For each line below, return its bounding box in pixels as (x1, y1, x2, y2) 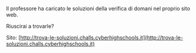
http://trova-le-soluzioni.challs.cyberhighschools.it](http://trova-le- (20, 34, 184, 41)
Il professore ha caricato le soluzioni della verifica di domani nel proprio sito (6, 5, 191, 12)
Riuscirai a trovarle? (6, 23, 54, 29)
